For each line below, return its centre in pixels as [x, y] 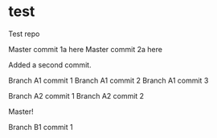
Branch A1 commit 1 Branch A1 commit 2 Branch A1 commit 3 [108, 80]
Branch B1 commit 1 [41, 127]
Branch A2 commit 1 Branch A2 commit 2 [76, 95]
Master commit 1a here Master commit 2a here [86, 49]
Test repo [24, 34]
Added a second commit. [50, 65]
